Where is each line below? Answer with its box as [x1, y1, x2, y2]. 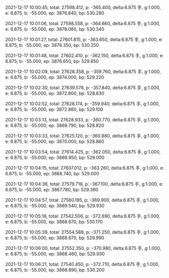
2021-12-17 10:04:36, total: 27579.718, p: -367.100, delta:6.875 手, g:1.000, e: [5, 181, 163, 187]
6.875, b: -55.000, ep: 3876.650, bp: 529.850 [5, 58, 99, 64]
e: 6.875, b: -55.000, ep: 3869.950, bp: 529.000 [5, 155, 105, 160]
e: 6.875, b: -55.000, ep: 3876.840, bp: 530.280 [5, 10, 104, 16]
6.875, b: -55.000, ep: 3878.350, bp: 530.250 [5, 42, 99, 48]
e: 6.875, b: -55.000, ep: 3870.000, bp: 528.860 [5, 138, 104, 145]
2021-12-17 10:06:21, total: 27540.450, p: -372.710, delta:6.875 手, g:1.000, [5, 261, 160, 267]
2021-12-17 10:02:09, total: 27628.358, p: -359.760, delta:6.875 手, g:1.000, [5, 68, 161, 75]
